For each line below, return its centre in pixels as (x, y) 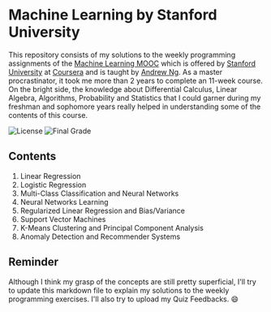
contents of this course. (48, 115)
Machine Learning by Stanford (113, 15)
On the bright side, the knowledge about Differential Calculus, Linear (123, 89)
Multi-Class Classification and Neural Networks (99, 193)
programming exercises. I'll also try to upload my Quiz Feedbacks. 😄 (124, 299)
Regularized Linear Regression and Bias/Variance (102, 210)
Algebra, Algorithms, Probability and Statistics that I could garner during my (135, 97)
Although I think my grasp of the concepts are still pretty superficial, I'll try (133, 281)
